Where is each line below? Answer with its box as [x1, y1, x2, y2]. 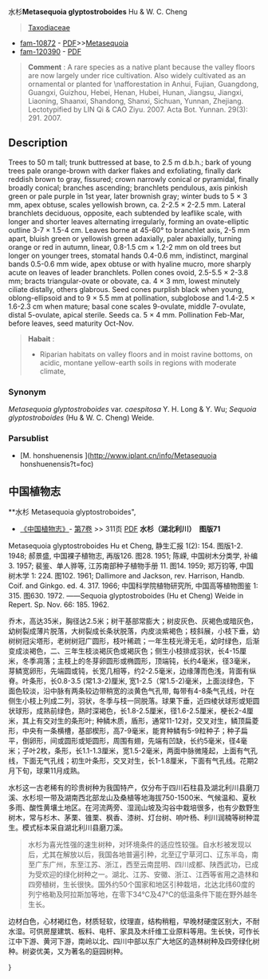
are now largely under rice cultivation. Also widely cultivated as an [27, 71, 246, 80]
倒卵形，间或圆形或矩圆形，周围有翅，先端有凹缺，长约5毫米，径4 [22, 736, 241, 746]
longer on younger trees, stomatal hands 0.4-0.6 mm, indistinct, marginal [8, 251, 249, 260]
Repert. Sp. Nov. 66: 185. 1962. [8, 600, 110, 610]
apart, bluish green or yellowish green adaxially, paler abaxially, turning [8, 234, 242, 243]
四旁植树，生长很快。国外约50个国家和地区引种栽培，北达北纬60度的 [27, 880, 255, 890]
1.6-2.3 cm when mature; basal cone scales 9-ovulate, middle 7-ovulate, [8, 302, 246, 311]
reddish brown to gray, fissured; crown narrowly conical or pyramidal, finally [8, 174, 259, 184]
